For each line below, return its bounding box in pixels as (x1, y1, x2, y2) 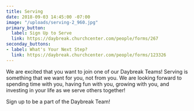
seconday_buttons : (6, 41, 51, 47)
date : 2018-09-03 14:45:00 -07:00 (6, 14, 91, 20)
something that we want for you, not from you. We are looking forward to (6, 74, 182, 81)
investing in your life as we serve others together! (6, 86, 126, 93)
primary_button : (6, 25, 46, 31)
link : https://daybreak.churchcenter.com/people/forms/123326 (11, 52, 166, 58)
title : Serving (6, 8, 43, 15)
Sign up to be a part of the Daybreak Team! (6, 98, 110, 105)
